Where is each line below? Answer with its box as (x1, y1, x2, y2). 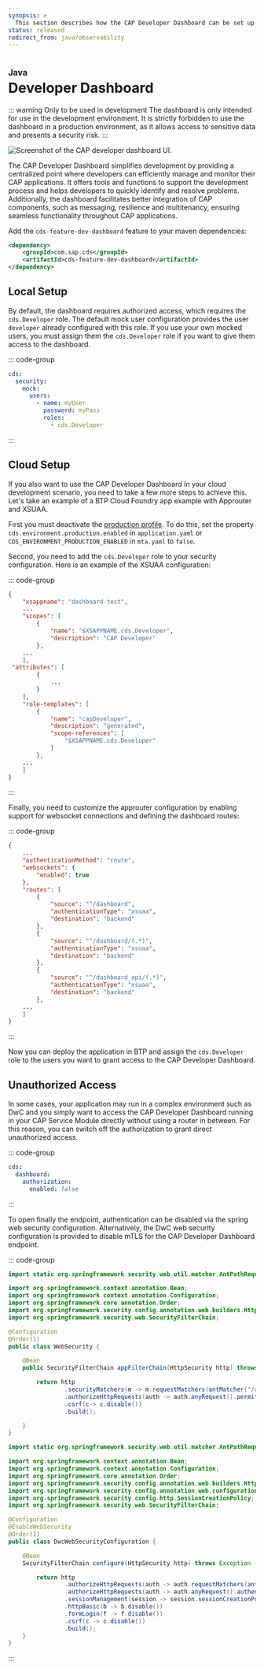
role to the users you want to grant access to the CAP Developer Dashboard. (8, 1055, 256, 1065)
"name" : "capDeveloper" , (49, 714, 132, 723)
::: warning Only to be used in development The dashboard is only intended (8, 105, 252, 114)
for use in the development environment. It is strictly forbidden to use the (8, 113, 245, 123)
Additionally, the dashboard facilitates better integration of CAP (8, 194, 213, 203)
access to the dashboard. (8, 339, 91, 349)
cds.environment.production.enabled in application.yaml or (8, 528, 203, 537)
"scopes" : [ (22, 612, 61, 621)
